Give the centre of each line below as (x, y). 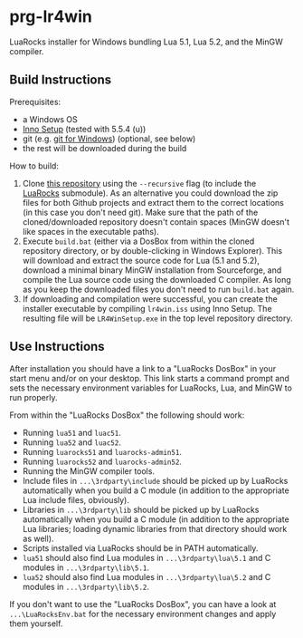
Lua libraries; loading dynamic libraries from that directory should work (155, 528)
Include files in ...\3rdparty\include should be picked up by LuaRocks (155, 480)
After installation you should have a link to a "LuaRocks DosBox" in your (143, 368)
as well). (38, 538)
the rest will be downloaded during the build (104, 148)
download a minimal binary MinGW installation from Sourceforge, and (152, 270)
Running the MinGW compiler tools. (89, 471)
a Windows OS (50, 119)
